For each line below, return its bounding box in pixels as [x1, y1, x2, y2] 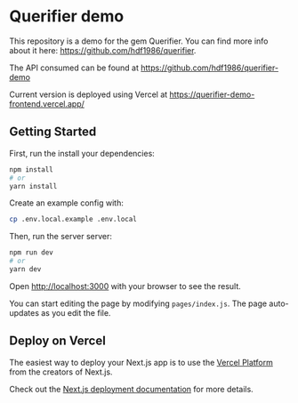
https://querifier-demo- [169, 89, 255, 100]
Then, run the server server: [9, 231, 113, 242]
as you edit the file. [41, 307, 111, 318]
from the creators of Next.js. [9, 367, 113, 377]
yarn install [9, 181, 58, 190]
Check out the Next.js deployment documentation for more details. [9, 383, 254, 394]
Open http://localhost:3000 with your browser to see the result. [9, 280, 242, 291]
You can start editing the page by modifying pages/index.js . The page [9, 298, 268, 309]
